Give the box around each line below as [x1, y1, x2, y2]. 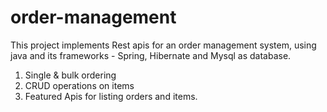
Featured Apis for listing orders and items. [24, 90, 198, 102]
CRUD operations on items [24, 79, 135, 91]
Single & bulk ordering [24, 69, 117, 81]
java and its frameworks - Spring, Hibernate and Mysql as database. [10, 49, 292, 61]
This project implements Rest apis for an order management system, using [10, 39, 317, 51]
